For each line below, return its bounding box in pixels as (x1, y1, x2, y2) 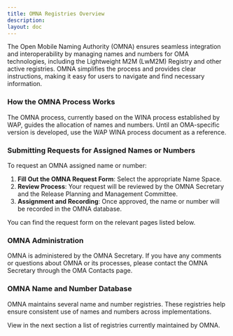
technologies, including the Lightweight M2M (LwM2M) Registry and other (7, 57, 222, 66)
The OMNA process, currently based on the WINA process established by (7, 113, 220, 121)
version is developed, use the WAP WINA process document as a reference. (7, 127, 227, 136)
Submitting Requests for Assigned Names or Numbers (7, 145, 196, 155)
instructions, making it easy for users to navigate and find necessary (7, 72, 205, 80)
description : (7, 17, 45, 24)
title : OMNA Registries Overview (7, 10, 105, 17)
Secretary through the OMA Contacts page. (7, 267, 133, 275)
